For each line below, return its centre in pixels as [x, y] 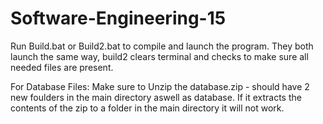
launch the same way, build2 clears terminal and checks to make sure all [159, 56]
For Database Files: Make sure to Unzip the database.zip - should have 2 [160, 86]
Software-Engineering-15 [118, 18]
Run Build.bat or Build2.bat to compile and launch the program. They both [162, 46]
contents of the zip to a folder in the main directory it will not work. [147, 108]
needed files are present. [62, 67]
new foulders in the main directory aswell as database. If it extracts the [156, 97]
